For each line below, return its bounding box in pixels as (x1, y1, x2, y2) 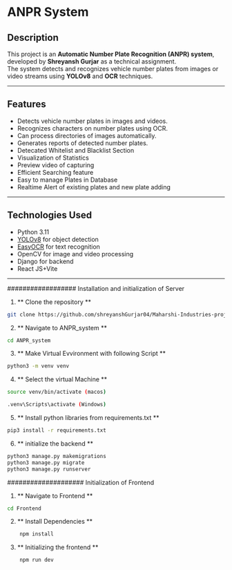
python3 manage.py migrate (7, 459, 85, 466)
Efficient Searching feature (17, 168, 94, 176)
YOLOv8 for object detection (17, 235, 99, 243)
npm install (19, 531, 54, 538)
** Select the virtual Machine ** (17, 375, 108, 383)
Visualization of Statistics (17, 153, 90, 162)
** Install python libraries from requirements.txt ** (17, 414, 160, 421)
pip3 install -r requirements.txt (7, 427, 107, 434)
